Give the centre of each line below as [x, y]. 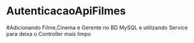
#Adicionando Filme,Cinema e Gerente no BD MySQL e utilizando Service [97, 27]
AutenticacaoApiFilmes [66, 11]
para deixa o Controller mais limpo [49, 33]
